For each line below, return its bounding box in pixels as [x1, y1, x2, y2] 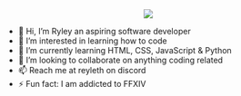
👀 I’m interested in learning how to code [17, 35, 168, 46]
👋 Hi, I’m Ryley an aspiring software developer [17, 26, 191, 36]
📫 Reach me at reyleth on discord [17, 65, 146, 75]
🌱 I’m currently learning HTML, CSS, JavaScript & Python [17, 45, 232, 55]
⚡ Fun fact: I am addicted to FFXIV [17, 79, 147, 89]
